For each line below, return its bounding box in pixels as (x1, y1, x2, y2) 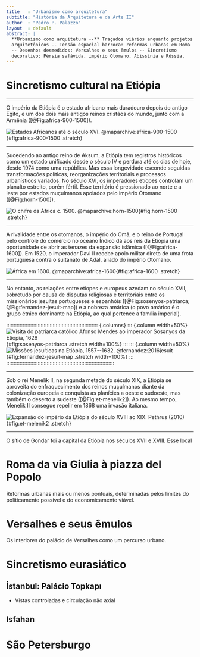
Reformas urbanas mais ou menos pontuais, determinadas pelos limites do (6, 490, 189, 497)
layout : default (6, 25, 52, 32)
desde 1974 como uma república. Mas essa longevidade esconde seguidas (6, 164, 190, 171)
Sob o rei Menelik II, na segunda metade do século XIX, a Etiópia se (6, 376, 171, 384)
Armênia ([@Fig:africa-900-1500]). (6, 117, 92, 124)
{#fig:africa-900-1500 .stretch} (6, 134, 83, 142)
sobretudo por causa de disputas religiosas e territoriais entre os (6, 291, 165, 298)
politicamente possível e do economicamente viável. (6, 496, 135, 503)
